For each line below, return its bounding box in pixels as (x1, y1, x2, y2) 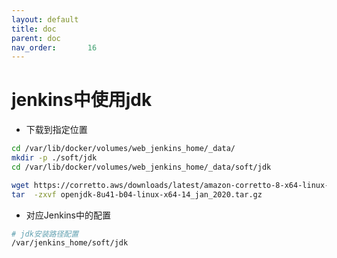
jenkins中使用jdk (11, 89, 153, 111)
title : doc (11, 24, 57, 34)
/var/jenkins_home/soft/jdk (11, 238, 129, 248)
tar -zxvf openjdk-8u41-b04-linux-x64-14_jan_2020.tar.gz (11, 189, 263, 200)
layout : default (11, 14, 79, 25)
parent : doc (11, 33, 61, 43)
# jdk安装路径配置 (11, 229, 79, 239)
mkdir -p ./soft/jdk (11, 153, 98, 163)
